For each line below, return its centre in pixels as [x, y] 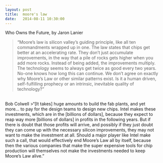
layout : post [18, 10]
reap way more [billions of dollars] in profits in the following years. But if [78, 120]
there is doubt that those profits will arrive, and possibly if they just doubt [79, 125]
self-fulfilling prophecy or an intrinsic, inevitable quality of [75, 84]
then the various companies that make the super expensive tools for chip [79, 146]
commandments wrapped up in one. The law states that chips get [83, 48]
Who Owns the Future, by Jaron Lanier [44, 33]
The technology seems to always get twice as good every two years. [87, 68]
